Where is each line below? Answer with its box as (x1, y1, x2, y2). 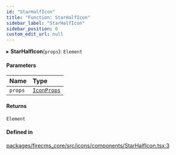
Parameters (6, 62, 36, 69)
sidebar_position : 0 (6, 25, 59, 32)
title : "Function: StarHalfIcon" (6, 14, 91, 21)
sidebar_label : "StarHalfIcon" (6, 20, 85, 26)
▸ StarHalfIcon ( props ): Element (6, 48, 83, 55)
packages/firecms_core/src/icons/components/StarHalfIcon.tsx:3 (6, 142, 170, 149)
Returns (6, 102, 27, 109)
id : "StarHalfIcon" (6, 8, 56, 15)
